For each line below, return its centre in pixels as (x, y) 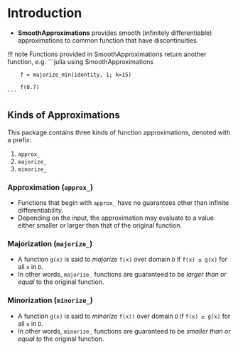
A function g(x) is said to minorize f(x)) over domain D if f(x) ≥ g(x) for (124, 316)
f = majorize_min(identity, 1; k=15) (76, 75)
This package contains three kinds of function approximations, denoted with (119, 132)
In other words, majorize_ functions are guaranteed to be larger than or (122, 275)
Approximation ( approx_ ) (50, 187)
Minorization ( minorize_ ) (50, 300)
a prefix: (20, 139)
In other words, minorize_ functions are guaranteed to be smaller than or (124, 331)
